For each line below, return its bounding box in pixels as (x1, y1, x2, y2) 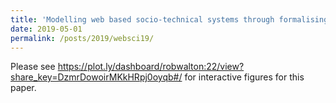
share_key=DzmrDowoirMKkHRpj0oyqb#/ (10, 71, 183, 83)
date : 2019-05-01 (10, 24, 83, 34)
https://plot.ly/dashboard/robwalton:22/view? (57, 61, 245, 73)
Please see (10, 61, 56, 73)
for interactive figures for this (184, 71, 305, 83)
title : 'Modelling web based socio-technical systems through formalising (10, 14, 329, 25)
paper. (10, 82, 37, 94)
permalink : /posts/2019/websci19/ (10, 33, 155, 43)
